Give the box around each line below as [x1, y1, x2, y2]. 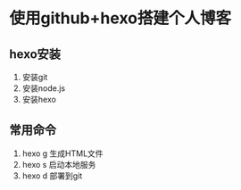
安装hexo [21, 95, 56, 104]
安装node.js [21, 83, 66, 94]
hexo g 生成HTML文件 [21, 148, 104, 159]
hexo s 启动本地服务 [21, 159, 96, 169]
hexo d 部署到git [21, 170, 83, 181]
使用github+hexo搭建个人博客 [9, 8, 232, 29]
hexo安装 [9, 46, 61, 62]
